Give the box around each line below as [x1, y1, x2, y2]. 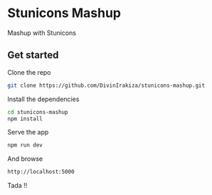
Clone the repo [7, 68, 51, 76]
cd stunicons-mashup [7, 108, 69, 115]
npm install [7, 115, 43, 122]
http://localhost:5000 [7, 169, 75, 176]
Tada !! [7, 181, 28, 190]
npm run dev [7, 142, 43, 149]
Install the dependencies [7, 95, 80, 103]
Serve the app [7, 128, 49, 137]
